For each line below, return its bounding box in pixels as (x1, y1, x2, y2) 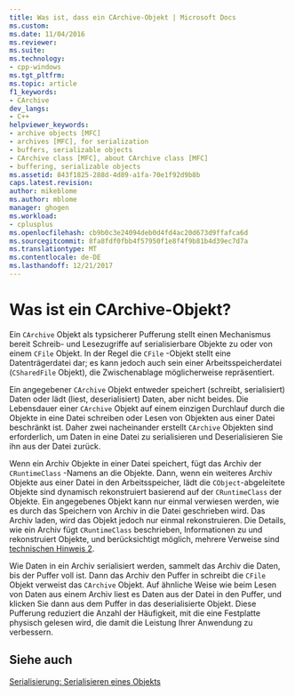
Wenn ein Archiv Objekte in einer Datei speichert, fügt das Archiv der (9, 457, 262, 468)
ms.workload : (9, 211, 58, 221)
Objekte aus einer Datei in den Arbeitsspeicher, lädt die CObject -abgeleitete (9, 477, 286, 488)
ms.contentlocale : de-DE (9, 253, 101, 263)
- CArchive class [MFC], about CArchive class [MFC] (9, 153, 209, 163)
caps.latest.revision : (9, 179, 93, 188)
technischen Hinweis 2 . (9, 543, 95, 554)
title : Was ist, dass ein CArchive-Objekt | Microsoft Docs (9, 12, 237, 22)
